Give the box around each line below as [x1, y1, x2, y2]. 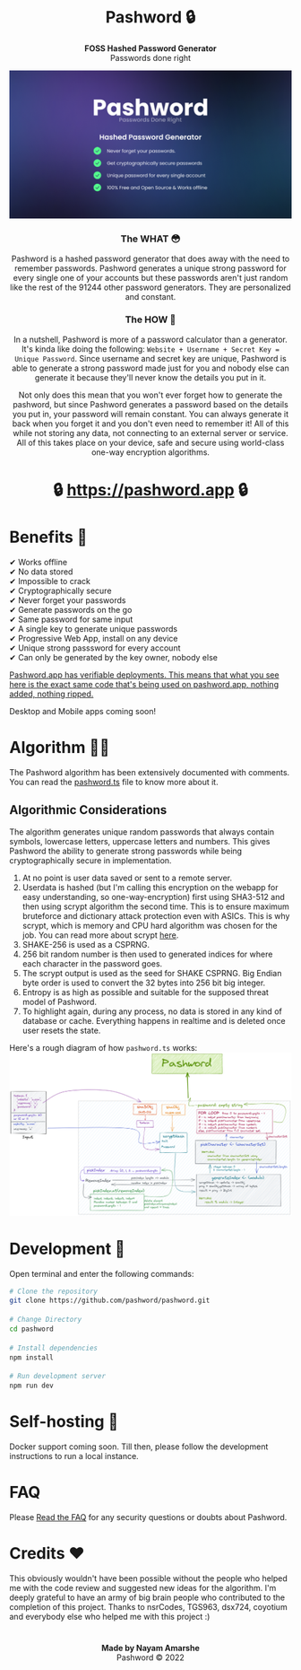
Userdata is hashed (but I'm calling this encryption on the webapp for [21, 881, 279, 893]
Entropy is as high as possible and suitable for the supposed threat [21, 986, 269, 997]
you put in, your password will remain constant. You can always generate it [12, 408, 289, 419]
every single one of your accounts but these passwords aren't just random [13, 272, 288, 283]
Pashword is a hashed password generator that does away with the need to [11, 253, 290, 264]
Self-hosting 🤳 [9, 1412, 119, 1432]
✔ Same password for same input [9, 614, 133, 625]
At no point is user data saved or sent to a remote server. [21, 872, 233, 883]
